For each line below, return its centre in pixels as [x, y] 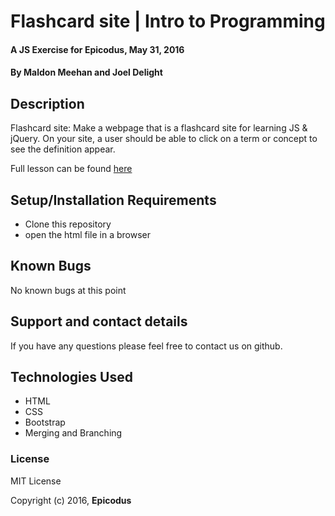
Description [47, 103]
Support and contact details [99, 321]
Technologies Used [71, 377]
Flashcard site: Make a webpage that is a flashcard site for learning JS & [159, 128]
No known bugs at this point [68, 290]
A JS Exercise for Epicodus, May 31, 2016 [97, 49]
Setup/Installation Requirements [113, 200]
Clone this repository [68, 224]
